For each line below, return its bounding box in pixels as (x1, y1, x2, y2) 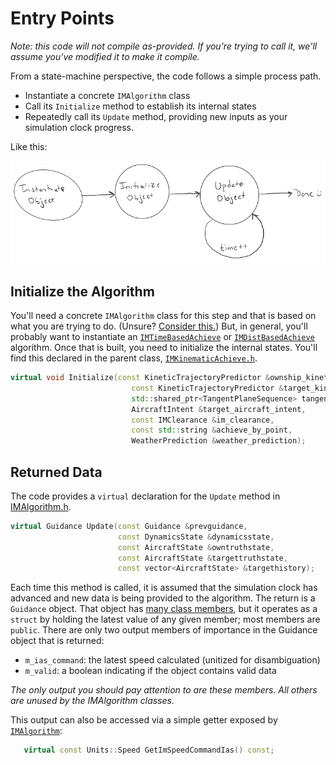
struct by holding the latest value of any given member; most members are (10, 613, 321, 626)
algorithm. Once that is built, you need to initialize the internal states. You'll (10, 342, 318, 354)
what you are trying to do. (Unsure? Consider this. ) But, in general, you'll (10, 320, 308, 332)
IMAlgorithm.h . (10, 500, 72, 512)
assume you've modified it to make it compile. (10, 50, 200, 62)
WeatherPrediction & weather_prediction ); (131, 436, 307, 446)
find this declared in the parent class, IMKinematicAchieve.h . (10, 352, 258, 364)
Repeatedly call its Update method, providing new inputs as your (24, 110, 288, 122)
